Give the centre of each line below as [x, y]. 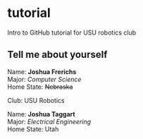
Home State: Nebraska [40, 87]
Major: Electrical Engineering [49, 121]
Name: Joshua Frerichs [42, 71]
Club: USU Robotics [36, 100]
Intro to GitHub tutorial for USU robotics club [72, 32]
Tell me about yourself [57, 55]
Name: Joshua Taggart [41, 114]
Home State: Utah [33, 129]
